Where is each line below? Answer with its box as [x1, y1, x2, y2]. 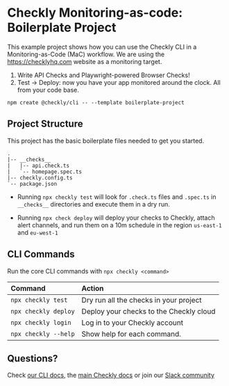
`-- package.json [7, 180, 58, 187]
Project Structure [7, 118, 83, 130]
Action [81, 283, 104, 293]
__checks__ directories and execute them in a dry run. [17, 200, 170, 208]
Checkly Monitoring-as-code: [7, 5, 183, 21]
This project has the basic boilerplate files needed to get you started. [7, 136, 205, 145]
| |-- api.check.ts [7, 162, 70, 169]
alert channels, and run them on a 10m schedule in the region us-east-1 [17, 220, 222, 229]
